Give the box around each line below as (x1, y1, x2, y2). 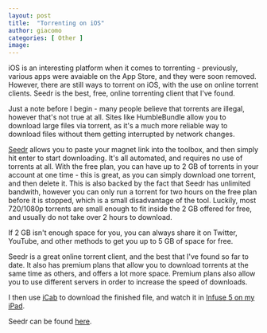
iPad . (8, 301, 25, 311)
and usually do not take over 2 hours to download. (8, 213, 172, 222)
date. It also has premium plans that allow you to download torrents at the (8, 261, 249, 270)
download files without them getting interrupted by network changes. (8, 129, 236, 139)
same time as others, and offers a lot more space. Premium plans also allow (8, 268, 256, 279)
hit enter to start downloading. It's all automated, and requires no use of (8, 153, 243, 163)
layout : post (8, 11, 52, 20)
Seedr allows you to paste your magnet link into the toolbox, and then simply (8, 145, 259, 155)
